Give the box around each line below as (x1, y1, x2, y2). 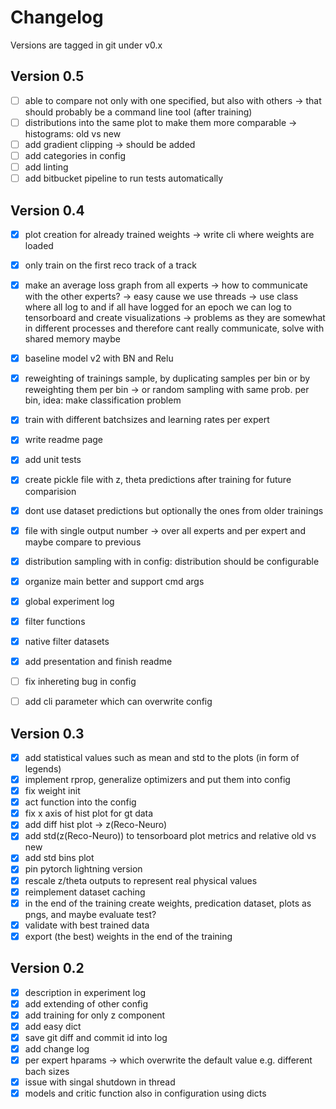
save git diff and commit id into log (24, 1031, 168, 1043)
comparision (24, 485, 77, 497)
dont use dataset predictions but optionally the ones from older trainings (24, 504, 324, 516)
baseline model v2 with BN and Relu (24, 352, 174, 365)
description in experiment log (24, 986, 147, 998)
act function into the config (24, 796, 137, 808)
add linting (24, 161, 69, 173)
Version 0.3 (10, 725, 85, 742)
